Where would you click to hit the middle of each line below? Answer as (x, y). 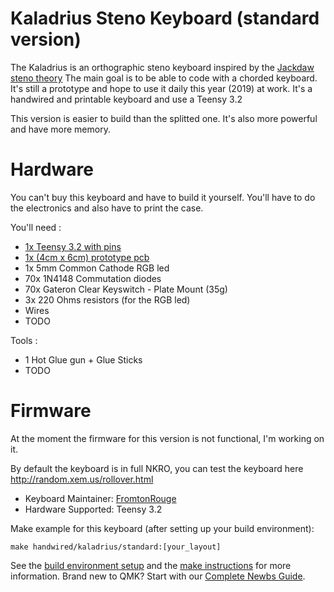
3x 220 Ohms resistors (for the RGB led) (107, 299)
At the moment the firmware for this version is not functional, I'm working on (167, 438)
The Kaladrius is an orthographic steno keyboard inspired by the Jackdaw (162, 67)
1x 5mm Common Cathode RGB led (97, 268)
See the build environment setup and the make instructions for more (151, 565)
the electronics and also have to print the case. (107, 208)
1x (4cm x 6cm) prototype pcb (87, 257)
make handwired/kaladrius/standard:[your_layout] (116, 547)
